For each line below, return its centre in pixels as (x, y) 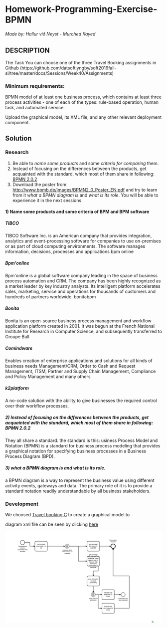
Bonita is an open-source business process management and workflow (78, 321)
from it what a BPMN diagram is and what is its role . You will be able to (85, 195)
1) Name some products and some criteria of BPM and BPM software (77, 212)
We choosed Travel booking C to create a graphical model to (68, 515)
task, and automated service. (35, 108)
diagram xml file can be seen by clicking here (52, 524)
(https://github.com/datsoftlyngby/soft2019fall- (68, 68)
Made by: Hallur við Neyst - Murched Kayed (50, 34)
